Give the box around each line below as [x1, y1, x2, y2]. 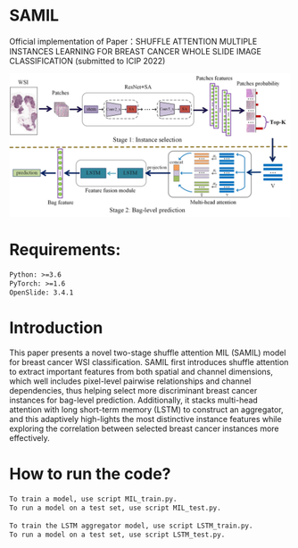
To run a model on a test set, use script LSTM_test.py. [9, 530, 226, 539]
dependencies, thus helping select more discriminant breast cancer [9, 385, 258, 395]
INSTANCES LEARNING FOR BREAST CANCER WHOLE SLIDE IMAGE [9, 46, 261, 56]
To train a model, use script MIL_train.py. [9, 494, 178, 503]
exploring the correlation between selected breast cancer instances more [9, 423, 279, 434]
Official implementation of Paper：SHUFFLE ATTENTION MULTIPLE [9, 36, 258, 46]
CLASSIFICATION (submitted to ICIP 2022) [9, 55, 166, 66]
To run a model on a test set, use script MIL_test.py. [9, 503, 221, 512]
